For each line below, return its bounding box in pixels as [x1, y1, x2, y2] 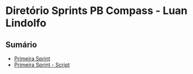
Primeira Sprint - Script [13, 61, 70, 68]
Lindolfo [5, 16, 46, 30]
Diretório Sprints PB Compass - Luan [5, 4, 188, 17]
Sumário [5, 40, 38, 50]
